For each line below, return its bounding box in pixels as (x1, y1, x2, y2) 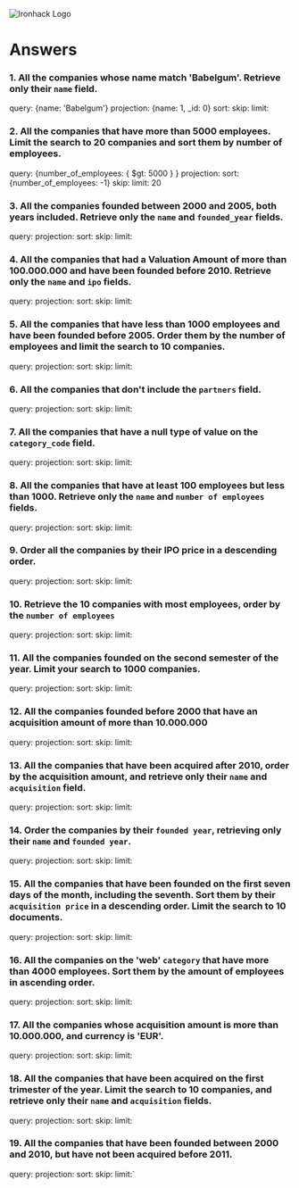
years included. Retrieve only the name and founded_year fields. (9, 211, 284, 223)
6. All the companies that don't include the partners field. (9, 383, 262, 395)
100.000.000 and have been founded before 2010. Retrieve (9, 264, 272, 277)
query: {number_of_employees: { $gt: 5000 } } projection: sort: (9, 168, 239, 179)
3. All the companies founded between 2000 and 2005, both (9, 199, 277, 212)
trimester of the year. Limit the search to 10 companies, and (9, 1084, 272, 1096)
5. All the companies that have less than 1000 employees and (9, 318, 280, 330)
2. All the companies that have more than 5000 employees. (9, 125, 271, 137)
